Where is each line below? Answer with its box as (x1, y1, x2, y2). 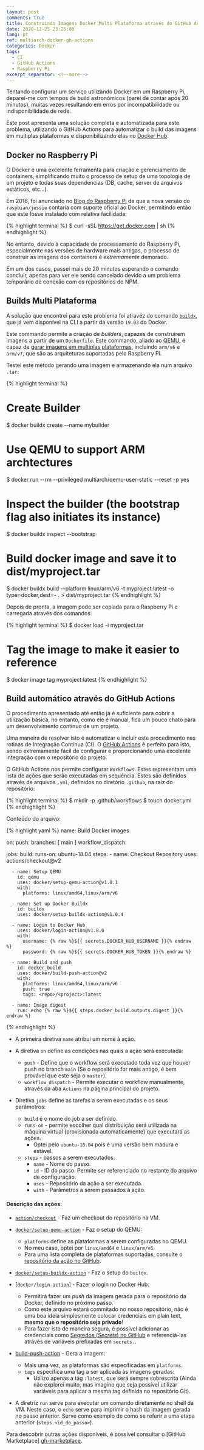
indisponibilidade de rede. (6, 107, 72, 115)
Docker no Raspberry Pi (6, 150, 98, 160)
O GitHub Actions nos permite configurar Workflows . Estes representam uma (6, 766, 197, 773)
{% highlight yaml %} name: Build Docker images (6, 827, 129, 834)
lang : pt (6, 32, 29, 38)
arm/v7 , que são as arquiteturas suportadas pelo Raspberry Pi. (6, 349, 162, 357)
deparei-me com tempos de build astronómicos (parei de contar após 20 (6, 95, 189, 102)
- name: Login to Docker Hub (12, 922, 86, 929)
